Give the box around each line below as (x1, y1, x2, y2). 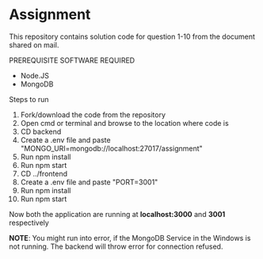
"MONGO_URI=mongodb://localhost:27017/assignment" (20, 143, 203, 153)
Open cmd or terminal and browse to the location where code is (20, 118, 229, 128)
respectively (9, 218, 50, 227)
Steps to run (9, 94, 50, 104)
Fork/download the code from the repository (20, 109, 166, 120)
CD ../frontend (20, 169, 68, 178)
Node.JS (20, 70, 50, 80)
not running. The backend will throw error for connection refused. (9, 242, 223, 251)
